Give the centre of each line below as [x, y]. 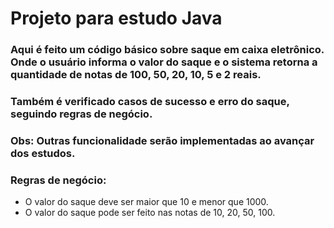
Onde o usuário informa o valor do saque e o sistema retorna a [164, 62]
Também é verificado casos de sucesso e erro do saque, [150, 102]
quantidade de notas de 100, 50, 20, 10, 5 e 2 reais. [136, 75]
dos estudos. [43, 153]
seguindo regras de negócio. [81, 114]
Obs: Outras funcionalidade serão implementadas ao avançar [162, 140]
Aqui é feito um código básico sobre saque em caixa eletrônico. [167, 50]
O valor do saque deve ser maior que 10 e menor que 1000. [146, 202]
